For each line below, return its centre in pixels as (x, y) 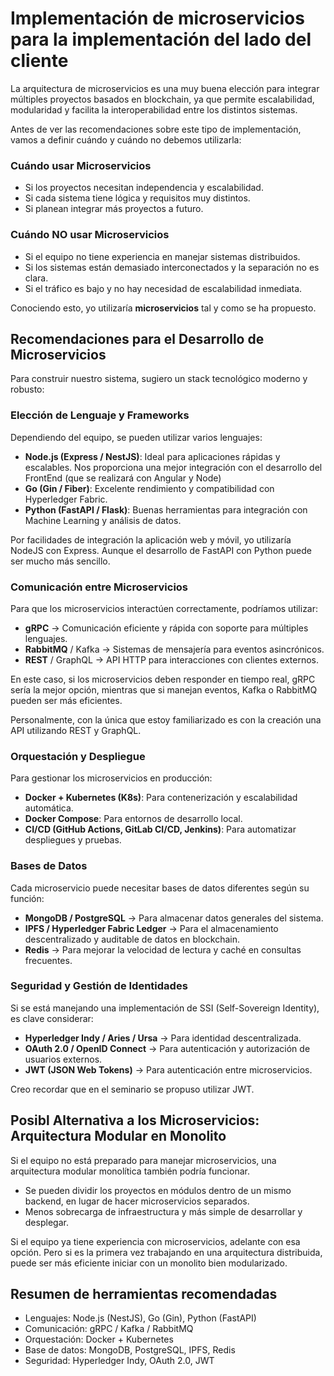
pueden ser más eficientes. (66, 700)
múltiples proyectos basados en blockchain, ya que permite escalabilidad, (162, 99)
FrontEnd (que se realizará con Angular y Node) (123, 478)
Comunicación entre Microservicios (99, 587)
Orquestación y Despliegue (78, 756)
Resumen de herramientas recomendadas (144, 1294)
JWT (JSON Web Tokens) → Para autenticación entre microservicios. (168, 1069)
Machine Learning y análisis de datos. (103, 520)
